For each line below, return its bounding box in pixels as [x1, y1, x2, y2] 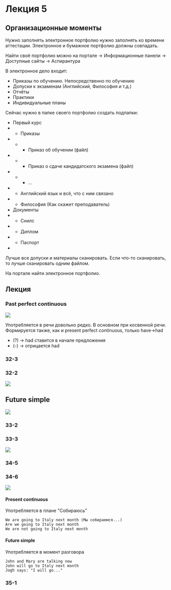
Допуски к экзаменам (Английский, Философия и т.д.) [12, 83, 132, 89]
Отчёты [12, 89, 30, 95]
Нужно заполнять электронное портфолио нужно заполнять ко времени [5, 37, 165, 43]
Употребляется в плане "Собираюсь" [5, 507, 88, 514]
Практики [12, 94, 34, 100]
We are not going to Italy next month [5, 526, 88, 532]
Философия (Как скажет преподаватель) [20, 201, 110, 207]
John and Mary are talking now [5, 559, 72, 564]
